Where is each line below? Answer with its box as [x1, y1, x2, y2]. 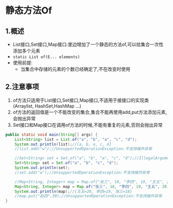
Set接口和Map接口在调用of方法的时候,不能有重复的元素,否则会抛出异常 [12, 122, 163, 128]
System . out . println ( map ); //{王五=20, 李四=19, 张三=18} [14, 188, 132, 194]
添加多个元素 [12, 48, 40, 54]
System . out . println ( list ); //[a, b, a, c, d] [14, 142, 112, 147]
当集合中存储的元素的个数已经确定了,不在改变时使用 [20, 66, 130, 72]
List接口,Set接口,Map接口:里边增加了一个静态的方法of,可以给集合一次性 [12, 42, 164, 47]
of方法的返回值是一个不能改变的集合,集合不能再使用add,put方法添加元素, [12, 109, 167, 115]
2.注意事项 [5, 83, 40, 91]
